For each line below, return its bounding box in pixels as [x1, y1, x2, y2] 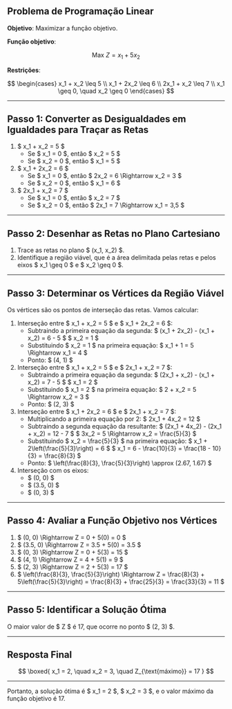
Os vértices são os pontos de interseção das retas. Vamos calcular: [7, 306, 199, 314]
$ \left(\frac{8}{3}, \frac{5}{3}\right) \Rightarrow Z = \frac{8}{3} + [17, 570, 205, 578]
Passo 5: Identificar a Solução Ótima [7, 604, 167, 616]
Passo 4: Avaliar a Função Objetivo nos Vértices [7, 515, 217, 527]
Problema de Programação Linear [7, 6, 154, 17]
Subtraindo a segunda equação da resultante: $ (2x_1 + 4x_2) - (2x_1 [27, 422, 222, 431]
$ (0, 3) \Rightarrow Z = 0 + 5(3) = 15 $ [17, 548, 128, 556]
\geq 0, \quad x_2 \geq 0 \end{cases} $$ [57, 87, 175, 95]
